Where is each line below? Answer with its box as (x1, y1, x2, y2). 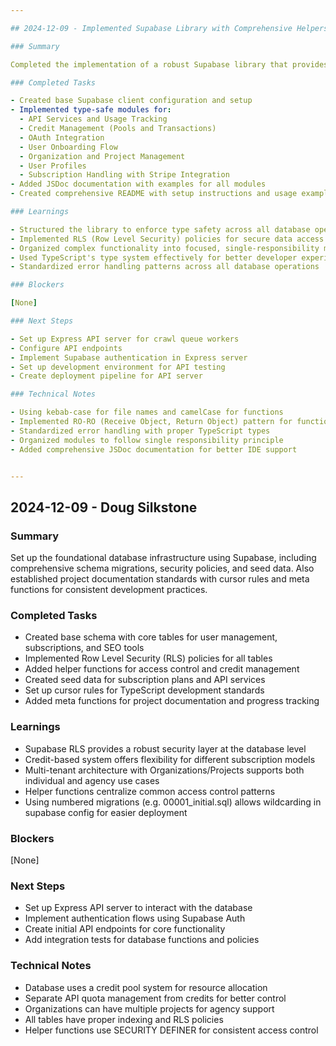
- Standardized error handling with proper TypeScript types (10, 426, 271, 436)
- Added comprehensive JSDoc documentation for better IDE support (10, 444, 298, 455)
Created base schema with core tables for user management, (24, 631, 278, 643)
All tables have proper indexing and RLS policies (24, 1013, 224, 1025)
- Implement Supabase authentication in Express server (10, 352, 248, 363)
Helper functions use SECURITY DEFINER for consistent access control (24, 1024, 319, 1036)
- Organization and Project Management (19, 151, 186, 161)
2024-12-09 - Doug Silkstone (10, 499, 198, 516)
